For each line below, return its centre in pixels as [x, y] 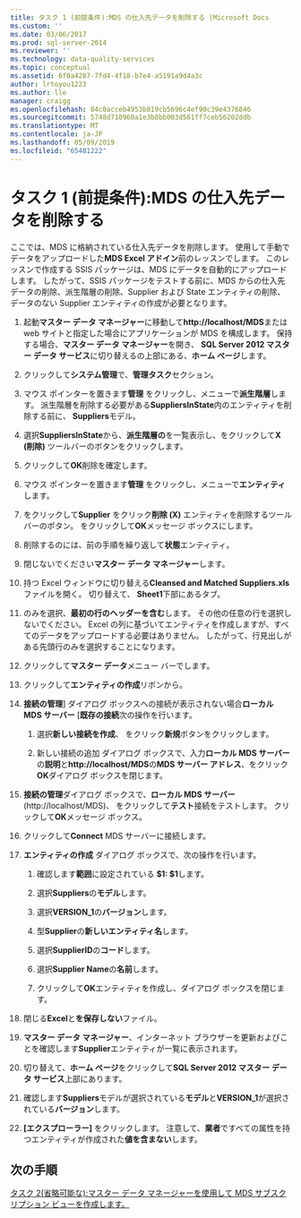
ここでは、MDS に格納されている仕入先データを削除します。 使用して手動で [150, 246]
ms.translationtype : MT [55, 126]
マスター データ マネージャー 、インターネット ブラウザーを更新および [151, 1037]
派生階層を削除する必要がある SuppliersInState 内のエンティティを [163, 405]
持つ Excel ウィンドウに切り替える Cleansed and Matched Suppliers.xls [156, 582]
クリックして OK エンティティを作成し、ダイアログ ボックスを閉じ [156, 988]
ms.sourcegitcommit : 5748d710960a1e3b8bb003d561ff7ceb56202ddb [131, 117]
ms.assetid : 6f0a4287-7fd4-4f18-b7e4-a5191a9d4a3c [107, 76]
